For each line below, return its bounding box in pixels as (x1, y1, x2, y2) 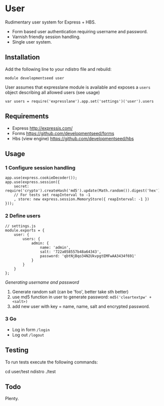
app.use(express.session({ (5, 180, 60, 185)
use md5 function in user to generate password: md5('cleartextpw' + (12, 294, 152, 300)
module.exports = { (5, 228, 45, 233)
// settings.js (5, 224, 36, 228)
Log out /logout (12, 332, 44, 338)
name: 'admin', (40, 245, 71, 250)
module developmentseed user (5, 75, 64, 81)
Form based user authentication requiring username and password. (12, 28, 148, 34)
